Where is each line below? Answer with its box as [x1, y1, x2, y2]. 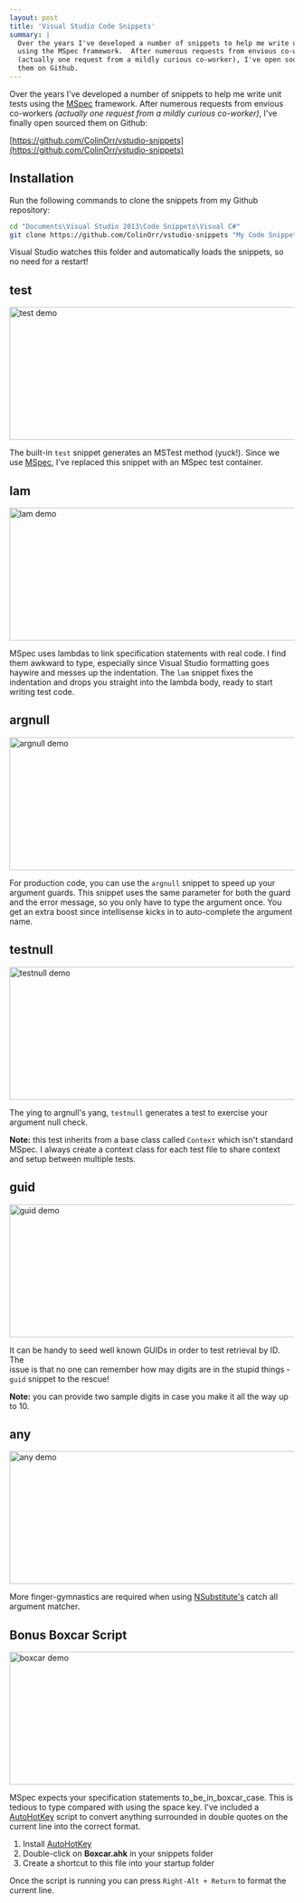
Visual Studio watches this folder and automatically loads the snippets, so [9, 246, 284, 258]
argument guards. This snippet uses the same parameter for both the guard [9, 887, 291, 898]
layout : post [9, 13, 59, 23]
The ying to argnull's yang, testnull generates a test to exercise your [9, 1107, 269, 1118]
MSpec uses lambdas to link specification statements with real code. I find [9, 648, 287, 659]
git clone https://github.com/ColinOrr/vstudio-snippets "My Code [9, 230, 265, 240]
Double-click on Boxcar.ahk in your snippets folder [22, 1848, 214, 1860]
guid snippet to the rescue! [9, 1373, 110, 1384]
